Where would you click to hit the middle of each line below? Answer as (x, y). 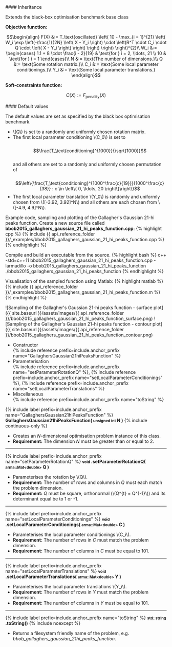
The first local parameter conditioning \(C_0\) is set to (69, 137)
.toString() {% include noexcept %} (43, 623)
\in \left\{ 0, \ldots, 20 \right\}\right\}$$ (99, 188)
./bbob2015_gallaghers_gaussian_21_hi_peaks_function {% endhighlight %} (84, 271)
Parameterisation (31, 361)
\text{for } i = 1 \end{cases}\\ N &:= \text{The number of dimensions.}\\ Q (86, 59)
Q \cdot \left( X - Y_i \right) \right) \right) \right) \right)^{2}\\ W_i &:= (86, 48)
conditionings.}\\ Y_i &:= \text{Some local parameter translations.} (86, 70)
